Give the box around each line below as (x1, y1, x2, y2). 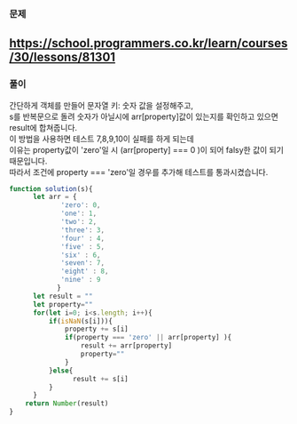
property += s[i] (65, 324, 129, 334)
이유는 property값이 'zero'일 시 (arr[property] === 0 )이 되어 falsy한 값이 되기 (9, 144, 284, 155)
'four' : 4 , (60, 234, 105, 243)
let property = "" (32, 300, 93, 308)
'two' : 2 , (60, 218, 98, 227)
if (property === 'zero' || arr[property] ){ (65, 333, 232, 342)
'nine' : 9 (60, 276, 101, 284)
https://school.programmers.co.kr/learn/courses (9, 36, 288, 51)
